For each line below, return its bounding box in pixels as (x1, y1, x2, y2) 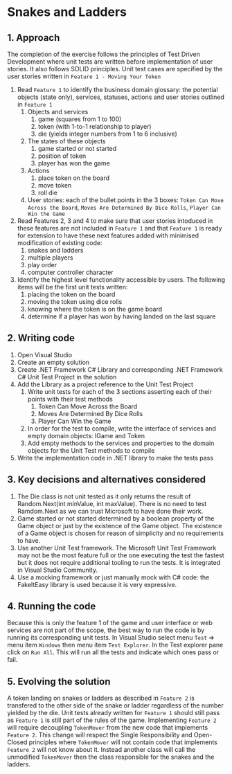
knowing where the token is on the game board (27, 305, 163, 313)
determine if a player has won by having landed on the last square (27, 312, 216, 321)
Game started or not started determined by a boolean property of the (17, 514, 215, 523)
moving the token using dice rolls (27, 298, 123, 305)
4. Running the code (7, 600, 96, 613)
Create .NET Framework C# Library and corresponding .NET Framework (17, 365, 223, 374)
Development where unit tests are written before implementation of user (7, 57, 213, 66)
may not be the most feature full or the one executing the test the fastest (17, 551, 224, 559)
